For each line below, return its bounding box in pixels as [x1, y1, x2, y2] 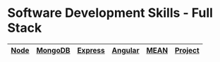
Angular [111, 45, 140, 55]
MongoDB [36, 45, 71, 55]
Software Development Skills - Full [7, 5, 214, 21]
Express [77, 45, 106, 55]
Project [174, 45, 200, 55]
